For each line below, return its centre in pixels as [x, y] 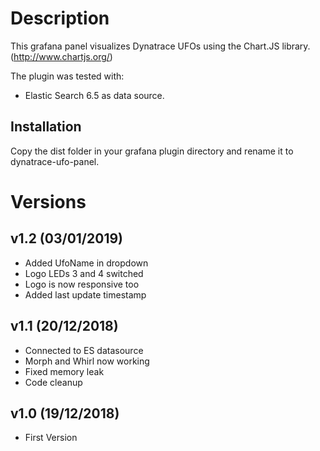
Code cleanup [53, 382]
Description [60, 18]
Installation [46, 127]
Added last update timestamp [85, 294]
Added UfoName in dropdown [86, 263]
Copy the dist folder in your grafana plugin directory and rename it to [152, 151]
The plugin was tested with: [67, 76]
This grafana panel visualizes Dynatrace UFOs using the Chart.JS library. [160, 46]
